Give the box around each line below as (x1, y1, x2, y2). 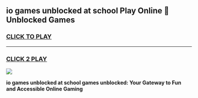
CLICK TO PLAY (6, 33, 52, 41)
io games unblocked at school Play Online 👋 (6, 6, 170, 16)
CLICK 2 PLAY (6, 55, 47, 63)
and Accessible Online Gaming (6, 85, 83, 92)
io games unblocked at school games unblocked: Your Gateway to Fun (6, 79, 181, 86)
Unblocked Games (6, 15, 75, 25)
